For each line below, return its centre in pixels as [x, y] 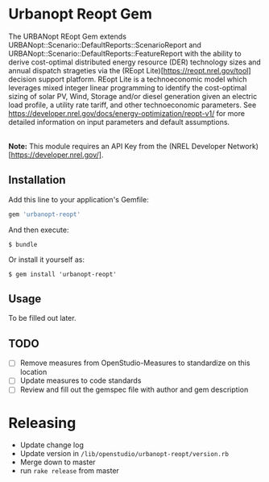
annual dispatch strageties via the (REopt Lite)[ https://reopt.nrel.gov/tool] [130, 70]
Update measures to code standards [81, 380]
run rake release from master [69, 471]
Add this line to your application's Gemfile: [79, 199]
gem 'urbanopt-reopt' [45, 214]
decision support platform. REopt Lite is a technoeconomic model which [128, 79]
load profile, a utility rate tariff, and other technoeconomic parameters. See [132, 105]
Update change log [52, 445]
